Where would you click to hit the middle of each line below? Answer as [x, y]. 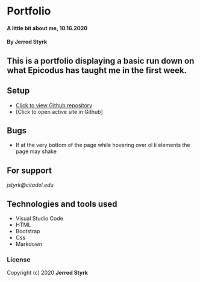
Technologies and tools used [62, 204]
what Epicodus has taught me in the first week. [97, 70]
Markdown [29, 244]
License [19, 259]
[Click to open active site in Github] [59, 111]
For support [29, 170]
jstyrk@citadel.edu [30, 185]
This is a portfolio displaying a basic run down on [101, 61]
